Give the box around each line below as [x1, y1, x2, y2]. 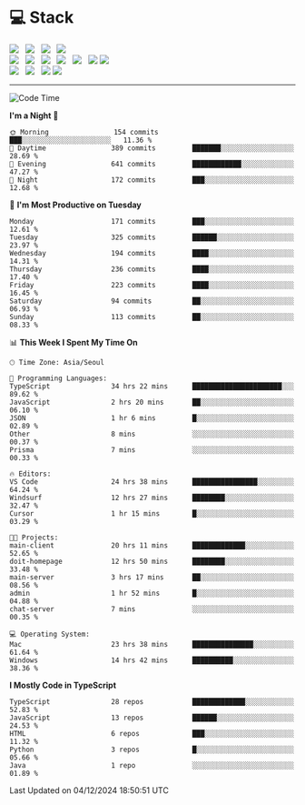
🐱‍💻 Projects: [9, 533, 59, 542]
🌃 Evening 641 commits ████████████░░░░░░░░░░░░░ [9, 159, 295, 168]
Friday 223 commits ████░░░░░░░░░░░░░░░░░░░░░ [9, 280, 295, 289]
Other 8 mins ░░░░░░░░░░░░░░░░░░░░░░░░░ [9, 429, 295, 438]
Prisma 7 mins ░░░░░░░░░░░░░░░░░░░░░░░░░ [9, 445, 295, 455]
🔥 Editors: [9, 469, 52, 478]
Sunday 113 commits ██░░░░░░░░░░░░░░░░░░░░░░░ [9, 312, 295, 321]
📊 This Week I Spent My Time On [9, 337, 138, 347]
